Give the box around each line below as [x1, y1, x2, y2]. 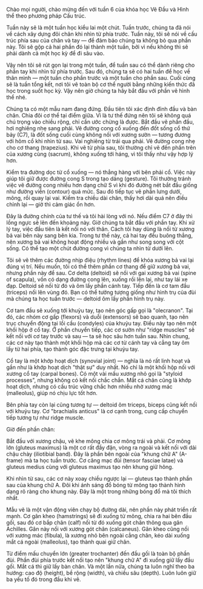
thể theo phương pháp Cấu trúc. [6, 12, 87, 19]
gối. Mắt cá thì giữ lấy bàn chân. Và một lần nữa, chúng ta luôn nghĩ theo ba [6, 563, 195, 570]
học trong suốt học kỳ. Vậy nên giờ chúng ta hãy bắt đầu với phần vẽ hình [6, 87, 190, 94]
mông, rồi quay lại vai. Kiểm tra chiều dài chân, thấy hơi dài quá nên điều [6, 195, 188, 201]
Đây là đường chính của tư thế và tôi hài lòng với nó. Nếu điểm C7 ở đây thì [6, 213, 193, 219]
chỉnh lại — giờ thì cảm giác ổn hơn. [6, 201, 96, 208]
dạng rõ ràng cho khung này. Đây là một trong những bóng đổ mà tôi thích [6, 488, 191, 495]
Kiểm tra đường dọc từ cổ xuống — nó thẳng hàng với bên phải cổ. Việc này [6, 168, 196, 176]
